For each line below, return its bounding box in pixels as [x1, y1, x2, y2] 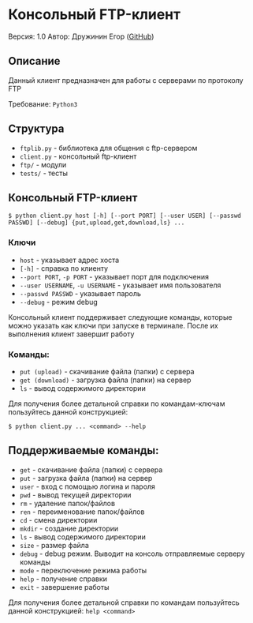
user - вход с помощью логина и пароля [19, 482, 156, 491]
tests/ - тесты [19, 168, 69, 178]
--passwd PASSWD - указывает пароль [19, 288, 142, 298]
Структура [8, 122, 65, 136]
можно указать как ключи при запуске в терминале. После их [8, 321, 218, 330]
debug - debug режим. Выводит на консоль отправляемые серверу [19, 549, 246, 558]
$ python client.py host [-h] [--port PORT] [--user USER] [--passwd [8, 212, 242, 220]
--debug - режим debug [19, 297, 99, 306]
